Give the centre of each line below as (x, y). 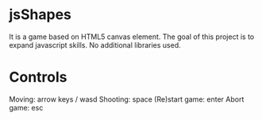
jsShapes (40, 15)
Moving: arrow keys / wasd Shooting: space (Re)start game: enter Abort (127, 99)
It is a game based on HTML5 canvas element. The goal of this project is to (132, 37)
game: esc (26, 107)
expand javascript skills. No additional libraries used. (95, 45)
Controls (38, 77)
